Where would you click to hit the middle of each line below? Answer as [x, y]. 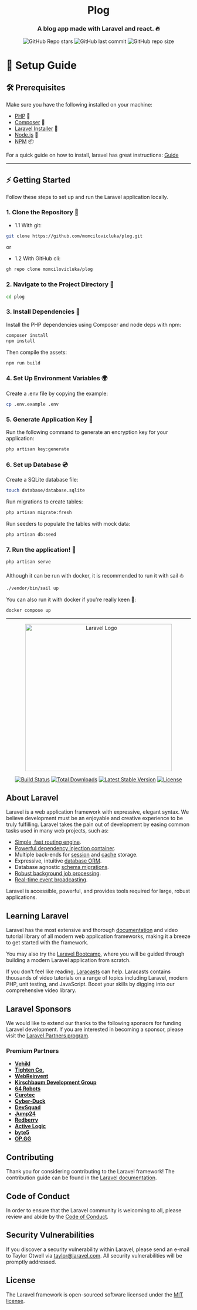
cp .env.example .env [33, 404]
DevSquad [28, 1107]
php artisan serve [28, 562]
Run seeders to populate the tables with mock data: [68, 523]
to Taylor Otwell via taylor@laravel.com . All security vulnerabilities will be [94, 1255]
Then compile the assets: [37, 352]
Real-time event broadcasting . [51, 880]
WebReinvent [31, 1076]
